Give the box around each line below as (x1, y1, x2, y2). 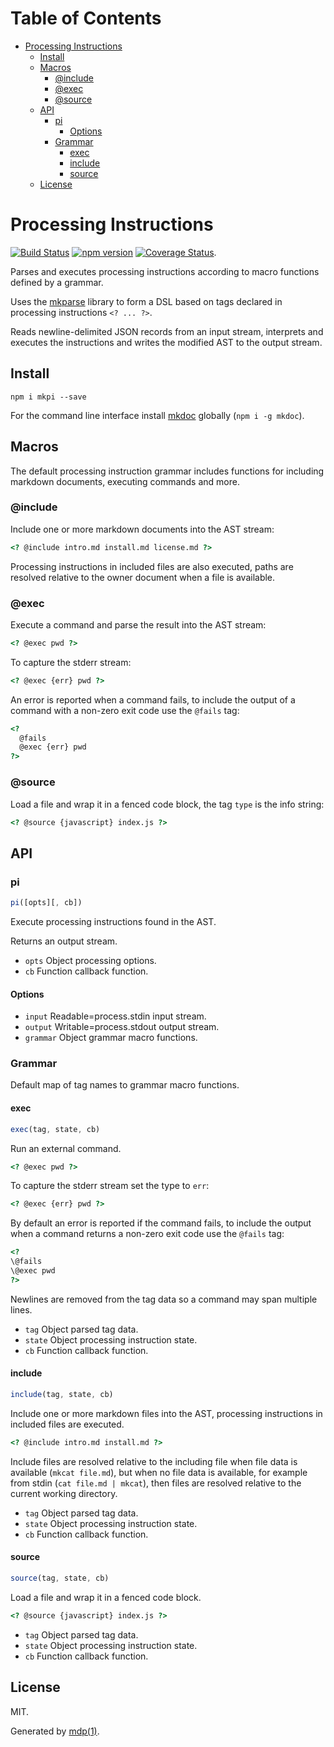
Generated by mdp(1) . (10, 1725, 100, 1737)
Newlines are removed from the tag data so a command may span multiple (10, 1293, 318, 1305)
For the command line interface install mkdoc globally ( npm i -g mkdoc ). (10, 409, 305, 421)
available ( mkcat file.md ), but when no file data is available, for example (10, 1466, 308, 1478)
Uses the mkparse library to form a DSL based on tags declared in (10, 295, 283, 307)
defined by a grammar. (10, 276, 104, 288)
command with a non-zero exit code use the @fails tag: (10, 704, 240, 716)
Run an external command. (10, 1142, 122, 1154)
